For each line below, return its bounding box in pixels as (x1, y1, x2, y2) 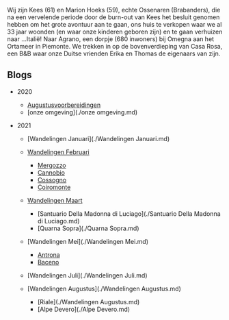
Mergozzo (37, 161, 66, 169)
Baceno (37, 258, 59, 266)
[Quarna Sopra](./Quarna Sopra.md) (37, 224, 139, 232)
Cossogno (37, 175, 67, 184)
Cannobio (37, 168, 65, 177)
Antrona (37, 250, 60, 259)
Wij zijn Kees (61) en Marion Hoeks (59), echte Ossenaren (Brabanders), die (7, 6, 221, 14)
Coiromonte (37, 183, 71, 191)
